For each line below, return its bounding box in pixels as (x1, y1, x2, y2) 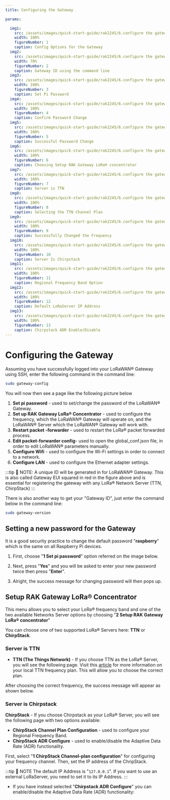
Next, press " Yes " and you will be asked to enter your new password (12, 563, 156, 569)
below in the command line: (5, 500, 63, 507)
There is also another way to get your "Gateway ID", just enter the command (5, 495, 164, 501)
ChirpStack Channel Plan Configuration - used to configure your (12, 727, 150, 733)
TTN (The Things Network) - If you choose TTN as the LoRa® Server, (12, 656, 158, 662)
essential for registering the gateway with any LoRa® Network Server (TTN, (5, 480, 162, 486)
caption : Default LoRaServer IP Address (14, 304, 101, 309)
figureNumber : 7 (14, 181, 49, 187)
